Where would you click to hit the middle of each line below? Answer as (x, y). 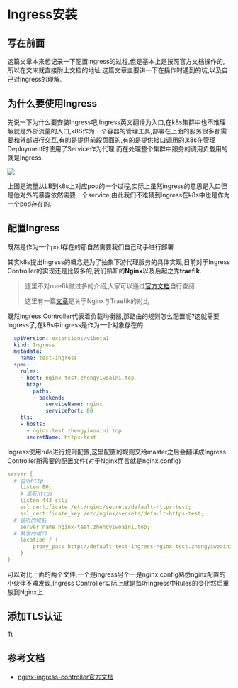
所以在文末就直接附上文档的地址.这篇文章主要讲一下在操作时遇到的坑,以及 (115, 70)
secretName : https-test (61, 437)
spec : (22, 365)
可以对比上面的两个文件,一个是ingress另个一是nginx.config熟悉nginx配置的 (117, 574)
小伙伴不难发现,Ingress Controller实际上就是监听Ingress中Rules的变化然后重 (118, 583)
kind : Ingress (34, 345)
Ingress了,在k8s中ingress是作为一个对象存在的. (76, 324)
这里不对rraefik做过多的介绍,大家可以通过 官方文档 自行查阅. (110, 285)
